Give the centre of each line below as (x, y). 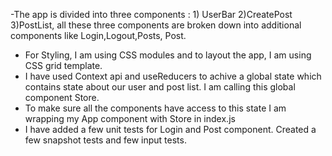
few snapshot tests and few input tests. (105, 140)
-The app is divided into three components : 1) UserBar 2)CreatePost (151, 14)
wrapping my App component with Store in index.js (130, 118)
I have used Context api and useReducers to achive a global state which (173, 76)
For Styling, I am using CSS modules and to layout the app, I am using (168, 55)
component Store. (62, 97)
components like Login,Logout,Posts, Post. (98, 35)
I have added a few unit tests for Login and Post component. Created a (170, 129)
